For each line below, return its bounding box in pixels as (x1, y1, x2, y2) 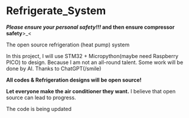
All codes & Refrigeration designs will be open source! (6, 76, 142, 83)
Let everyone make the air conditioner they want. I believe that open (6, 87, 176, 95)
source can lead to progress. (6, 94, 76, 101)
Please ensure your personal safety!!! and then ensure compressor (6, 23, 175, 31)
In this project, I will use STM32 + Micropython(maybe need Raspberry (6, 52, 179, 59)
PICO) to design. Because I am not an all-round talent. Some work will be (6, 59, 184, 66)
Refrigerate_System (6, 4, 106, 18)
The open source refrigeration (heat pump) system (6, 41, 130, 48)
